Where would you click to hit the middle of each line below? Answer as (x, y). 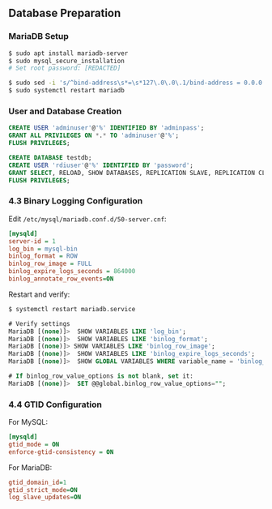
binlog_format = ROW (43, 256)
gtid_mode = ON (34, 444)
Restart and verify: (39, 294)
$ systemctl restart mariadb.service (72, 309)
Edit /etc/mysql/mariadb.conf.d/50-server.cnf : (88, 219)
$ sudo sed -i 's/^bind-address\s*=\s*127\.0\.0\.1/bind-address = (125, 83)
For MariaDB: (30, 467)
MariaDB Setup (38, 36)
